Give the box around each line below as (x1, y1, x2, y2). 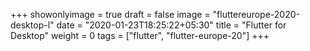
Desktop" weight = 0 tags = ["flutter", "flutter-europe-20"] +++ (10, 30, 270, 41)
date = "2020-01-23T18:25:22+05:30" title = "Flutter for (56, 19, 287, 31)
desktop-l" (10, 19, 55, 31)
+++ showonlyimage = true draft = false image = (10, 9, 211, 20)
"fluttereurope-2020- (212, 9, 300, 20)
